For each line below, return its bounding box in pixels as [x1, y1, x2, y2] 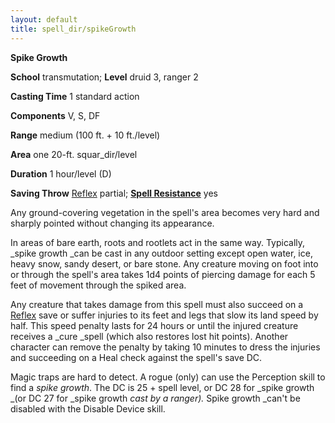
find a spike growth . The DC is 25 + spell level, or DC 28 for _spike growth [10, 381, 315, 393]
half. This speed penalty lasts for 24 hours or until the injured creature [10, 319, 299, 331]
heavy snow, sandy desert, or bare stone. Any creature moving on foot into [10, 257, 319, 270]
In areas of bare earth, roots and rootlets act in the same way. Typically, [10, 236, 306, 248]
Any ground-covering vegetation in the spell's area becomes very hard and [10, 206, 320, 218]
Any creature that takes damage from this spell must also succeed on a [10, 298, 304, 310]
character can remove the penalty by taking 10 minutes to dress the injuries [10, 341, 321, 353]
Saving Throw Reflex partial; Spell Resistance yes [10, 187, 218, 199]
